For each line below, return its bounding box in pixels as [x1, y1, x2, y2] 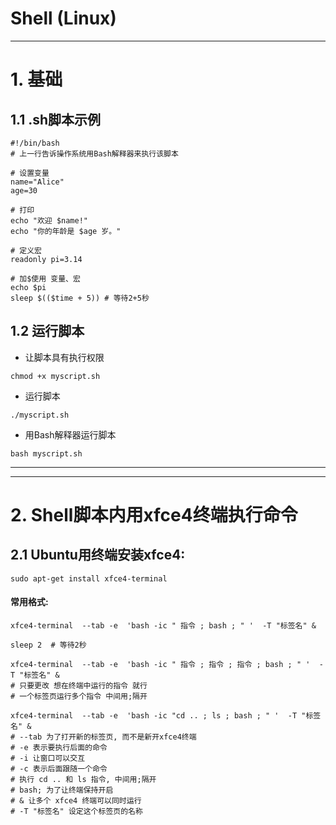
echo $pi [10, 282, 47, 292]
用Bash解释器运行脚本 [24, 428, 117, 441]
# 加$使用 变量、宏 [10, 273, 81, 284]
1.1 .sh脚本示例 [10, 111, 102, 128]
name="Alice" [10, 177, 65, 187]
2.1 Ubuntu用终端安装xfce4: [10, 547, 186, 564]
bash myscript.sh [10, 448, 83, 459]
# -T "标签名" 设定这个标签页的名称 [10, 806, 143, 816]
